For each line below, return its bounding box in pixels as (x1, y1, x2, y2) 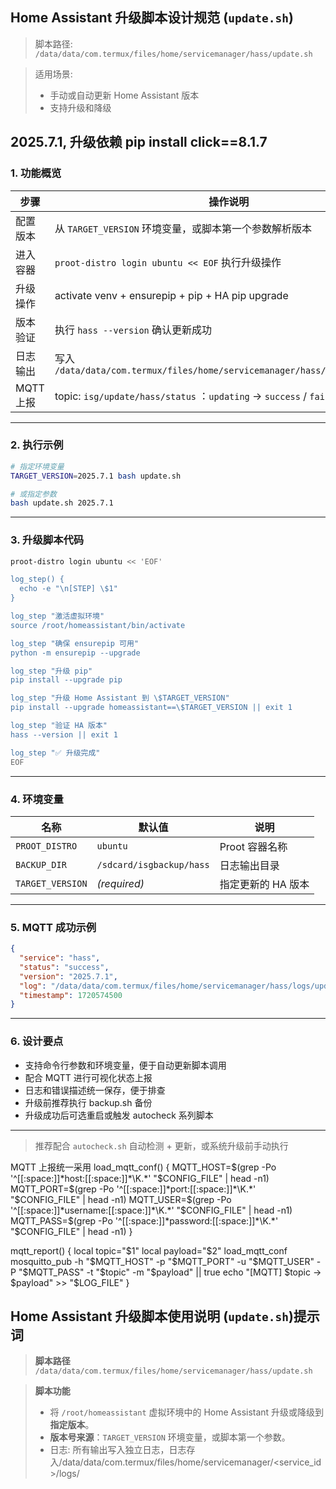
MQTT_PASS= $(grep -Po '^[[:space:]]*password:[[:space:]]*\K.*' (10, 1214, 279, 1227)
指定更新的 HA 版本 (219, 877, 310, 891)
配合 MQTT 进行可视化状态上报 (24, 1071, 153, 1083)
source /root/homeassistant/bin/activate (10, 620, 186, 630)
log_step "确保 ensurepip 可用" (10, 638, 140, 648)
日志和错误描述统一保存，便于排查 (24, 1084, 166, 1096)
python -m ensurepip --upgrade (10, 648, 141, 658)
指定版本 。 (49, 1419, 95, 1431)
